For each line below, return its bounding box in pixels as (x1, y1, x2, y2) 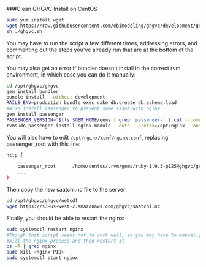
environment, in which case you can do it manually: (6, 70, 136, 78)
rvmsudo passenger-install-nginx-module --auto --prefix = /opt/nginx (6, 122, 185, 129)
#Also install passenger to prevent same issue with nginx (6, 105, 161, 112)
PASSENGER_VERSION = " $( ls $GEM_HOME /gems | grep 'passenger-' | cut (6, 116, 183, 123)
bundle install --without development (6, 94, 105, 100)
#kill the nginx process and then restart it (6, 238, 124, 244)
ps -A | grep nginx (6, 243, 56, 250)
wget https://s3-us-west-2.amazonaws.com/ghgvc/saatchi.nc (6, 203, 161, 209)
